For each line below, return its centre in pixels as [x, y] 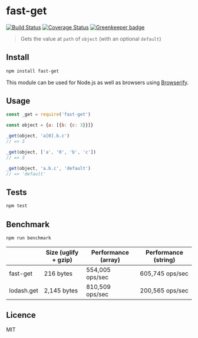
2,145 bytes [61, 290]
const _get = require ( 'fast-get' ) [49, 115]
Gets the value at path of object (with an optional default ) [91, 38]
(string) [164, 260]
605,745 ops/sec [164, 273]
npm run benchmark [29, 238]
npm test [17, 206]
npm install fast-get [33, 71]
